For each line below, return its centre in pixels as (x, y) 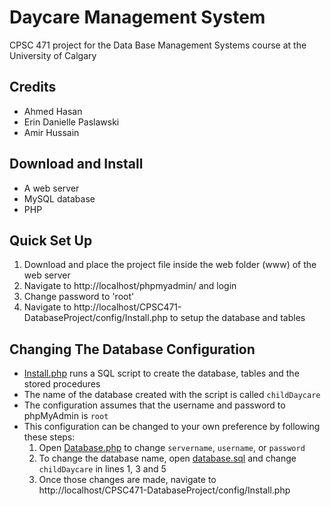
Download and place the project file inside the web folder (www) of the (170, 265)
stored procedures (62, 384)
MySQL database (59, 198)
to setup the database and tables (237, 318)
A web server (51, 188)
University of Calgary (53, 55)
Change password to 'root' (79, 297)
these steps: (49, 437)
